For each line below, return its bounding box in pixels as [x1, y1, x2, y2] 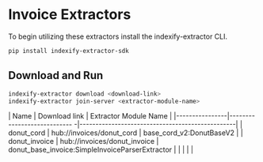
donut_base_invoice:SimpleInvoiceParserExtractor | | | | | [8, 145, 194, 155]
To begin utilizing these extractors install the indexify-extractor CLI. [8, 32, 228, 41]
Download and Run [8, 69, 104, 82]
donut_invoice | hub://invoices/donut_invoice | [8, 137, 159, 146]
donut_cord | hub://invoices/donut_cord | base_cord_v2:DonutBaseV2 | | [8, 128, 243, 138]
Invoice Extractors [8, 6, 131, 24]
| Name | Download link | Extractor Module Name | [8, 111, 173, 121]
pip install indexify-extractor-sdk [8, 47, 129, 55]
